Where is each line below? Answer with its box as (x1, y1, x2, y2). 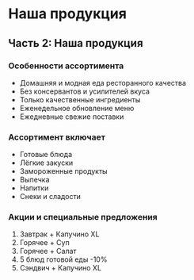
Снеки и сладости (19, 192, 82, 201)
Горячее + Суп (19, 238, 70, 247)
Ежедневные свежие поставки (19, 112, 124, 121)
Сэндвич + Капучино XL (19, 263, 101, 273)
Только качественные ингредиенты (19, 94, 141, 104)
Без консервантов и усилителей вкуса (19, 86, 150, 96)
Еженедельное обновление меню (19, 103, 135, 113)
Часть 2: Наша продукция (8, 36, 144, 50)
